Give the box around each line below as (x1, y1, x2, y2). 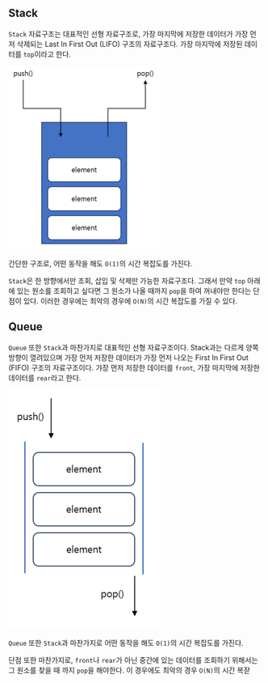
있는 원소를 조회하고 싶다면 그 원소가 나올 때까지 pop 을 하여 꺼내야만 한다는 (16, 286, 252, 295)
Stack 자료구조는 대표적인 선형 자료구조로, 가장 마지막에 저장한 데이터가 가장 (8, 28, 249, 39)
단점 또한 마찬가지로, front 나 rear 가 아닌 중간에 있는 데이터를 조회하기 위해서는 (8, 655, 258, 664)
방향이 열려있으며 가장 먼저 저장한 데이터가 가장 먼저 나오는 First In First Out (8, 352, 249, 363)
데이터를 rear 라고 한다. (8, 372, 82, 383)
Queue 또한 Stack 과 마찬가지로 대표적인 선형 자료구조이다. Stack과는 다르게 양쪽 (8, 342, 260, 352)
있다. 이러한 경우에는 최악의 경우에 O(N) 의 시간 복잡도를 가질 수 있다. (23, 295, 238, 306)
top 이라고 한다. (23, 49, 71, 59)
